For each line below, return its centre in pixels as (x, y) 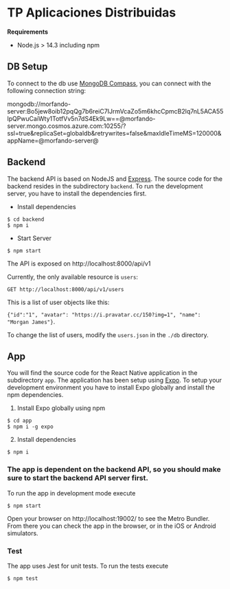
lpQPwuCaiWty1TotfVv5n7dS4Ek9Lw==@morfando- (81, 118)
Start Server (34, 238)
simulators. (23, 533)
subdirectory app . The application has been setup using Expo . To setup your (114, 381)
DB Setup (27, 67)
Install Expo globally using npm (61, 408)
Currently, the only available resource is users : (73, 277)
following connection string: (47, 90)
